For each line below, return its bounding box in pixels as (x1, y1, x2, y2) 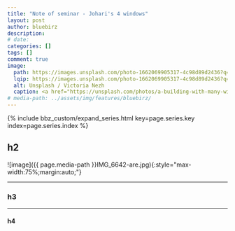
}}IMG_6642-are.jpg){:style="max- (91, 160, 192, 169)
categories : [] (7, 43, 52, 50)
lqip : (13, 75, 30, 83)
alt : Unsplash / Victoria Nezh (13, 82, 105, 89)
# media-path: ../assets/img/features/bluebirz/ (7, 95, 152, 102)
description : (7, 29, 45, 37)
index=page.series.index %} (7, 122, 89, 129)
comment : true (7, 56, 49, 63)
